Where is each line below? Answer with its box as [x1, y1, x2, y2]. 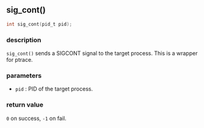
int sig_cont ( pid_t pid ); [6, 21, 72, 27]
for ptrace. [6, 56, 33, 63]
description [6, 36, 42, 44]
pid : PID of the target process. [15, 85, 93, 92]
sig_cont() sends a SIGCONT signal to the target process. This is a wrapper [6, 49, 198, 57]
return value [6, 100, 44, 109]
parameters [6, 71, 42, 80]
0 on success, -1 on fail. [6, 115, 67, 122]
